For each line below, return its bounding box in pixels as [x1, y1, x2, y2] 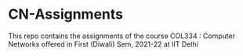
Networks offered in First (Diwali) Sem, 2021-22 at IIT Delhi [8, 39, 198, 48]
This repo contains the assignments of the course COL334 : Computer [8, 31, 236, 40]
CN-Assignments [8, 5, 124, 23]
